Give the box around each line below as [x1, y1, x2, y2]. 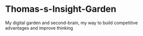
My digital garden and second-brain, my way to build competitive [5, 20, 138, 26]
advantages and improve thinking [5, 25, 73, 31]
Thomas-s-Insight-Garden [5, 3, 116, 15]
